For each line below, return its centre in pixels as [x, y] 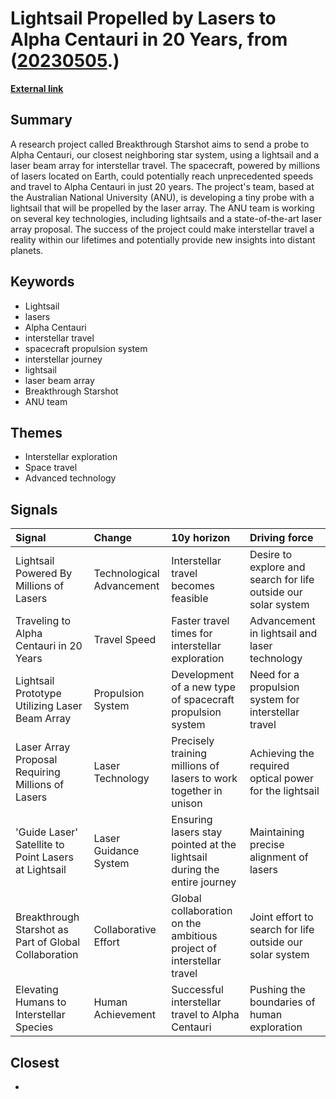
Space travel [51, 468]
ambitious [194, 936]
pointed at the [204, 845]
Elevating [37, 990]
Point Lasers [44, 857]
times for [192, 634]
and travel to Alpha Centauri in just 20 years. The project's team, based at [162, 186]
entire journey [204, 882]
